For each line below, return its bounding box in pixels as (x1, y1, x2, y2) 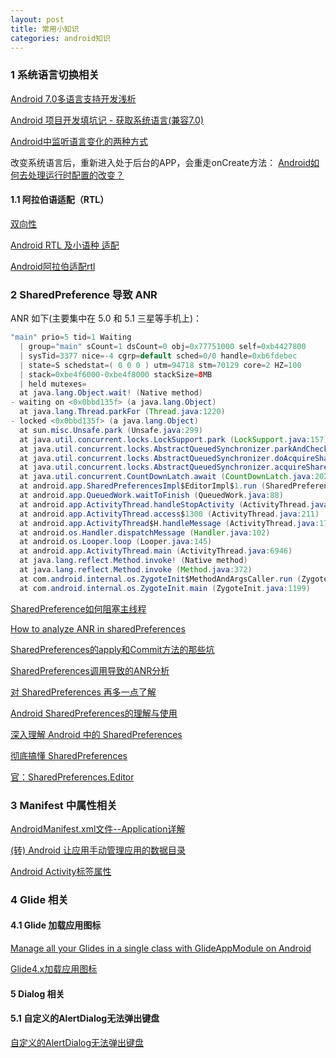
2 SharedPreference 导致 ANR (10, 287, 158, 301)
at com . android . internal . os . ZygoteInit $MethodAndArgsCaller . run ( (19, 574, 302, 584)
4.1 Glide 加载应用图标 (10, 919, 102, 931)
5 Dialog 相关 (10, 987, 65, 1000)
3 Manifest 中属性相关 (10, 798, 118, 812)
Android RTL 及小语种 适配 (10, 239, 120, 251)
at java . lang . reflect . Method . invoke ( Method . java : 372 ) (19, 565, 253, 575)
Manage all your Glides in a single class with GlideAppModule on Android (10, 942, 312, 955)
